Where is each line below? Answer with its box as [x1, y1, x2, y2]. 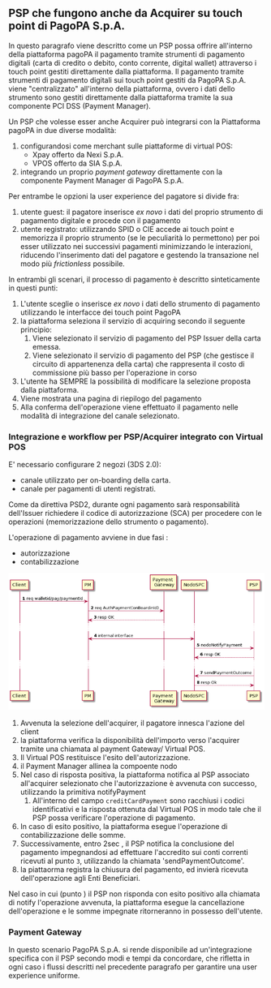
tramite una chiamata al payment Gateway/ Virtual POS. [19, 744, 205, 754]
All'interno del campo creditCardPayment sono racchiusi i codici [32, 795, 245, 805]
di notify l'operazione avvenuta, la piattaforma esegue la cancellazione [8, 897, 245, 907]
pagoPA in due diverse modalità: [8, 125, 117, 135]
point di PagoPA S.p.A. [8, 19, 126, 33]
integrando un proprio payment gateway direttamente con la [19, 166, 223, 177]
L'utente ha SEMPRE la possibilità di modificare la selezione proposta [19, 376, 252, 386]
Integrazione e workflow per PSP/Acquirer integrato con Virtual [8, 431, 264, 442]
